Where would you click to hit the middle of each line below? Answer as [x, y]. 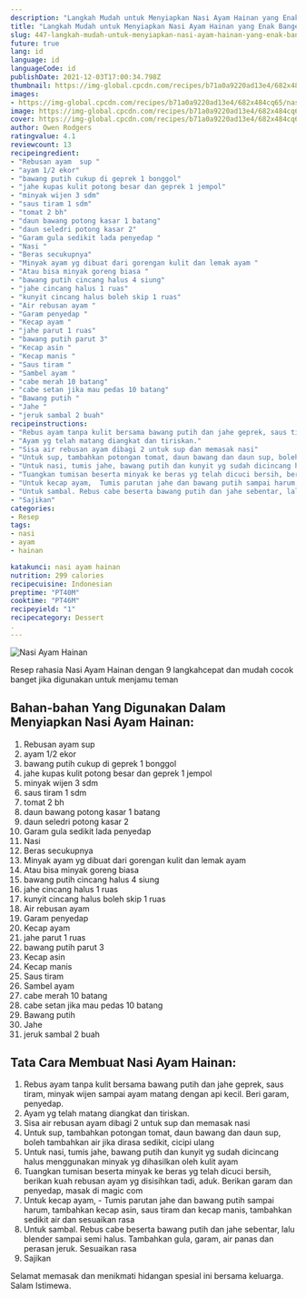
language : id [35, 60]
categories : [33, 508]
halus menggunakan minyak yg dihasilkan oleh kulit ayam [131, 1162]
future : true [35, 43]
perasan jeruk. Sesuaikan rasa [80, 1249]
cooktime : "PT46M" [45, 601]
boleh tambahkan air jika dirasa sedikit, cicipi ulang [119, 1142]
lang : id [27, 52]
